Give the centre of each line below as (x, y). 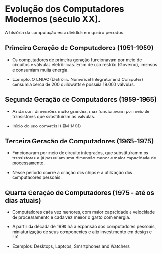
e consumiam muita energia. (40, 70)
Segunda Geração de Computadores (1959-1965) (81, 100)
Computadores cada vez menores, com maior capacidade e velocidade (83, 212)
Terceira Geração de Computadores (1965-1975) (80, 141)
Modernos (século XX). (53, 19)
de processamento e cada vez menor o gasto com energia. (71, 217)
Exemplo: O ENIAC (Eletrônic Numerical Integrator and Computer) (77, 79)
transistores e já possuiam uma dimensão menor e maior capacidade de (84, 158)
